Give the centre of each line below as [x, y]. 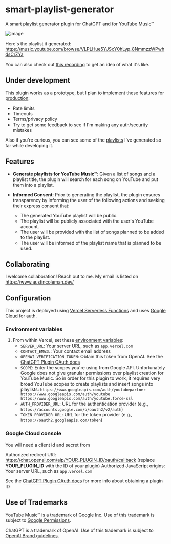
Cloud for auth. [21, 316]
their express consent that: [41, 206]
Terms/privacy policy [35, 119]
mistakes [22, 130]
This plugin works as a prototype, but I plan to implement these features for [85, 93]
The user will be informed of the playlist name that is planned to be [91, 243]
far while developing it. [29, 145]
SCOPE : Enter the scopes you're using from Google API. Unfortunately [93, 368]
